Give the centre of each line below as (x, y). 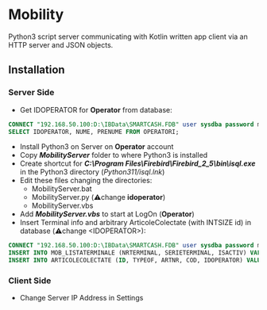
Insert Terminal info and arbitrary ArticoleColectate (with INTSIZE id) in (135, 223)
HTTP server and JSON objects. (61, 44)
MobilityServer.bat (62, 189)
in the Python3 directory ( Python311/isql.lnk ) (92, 172)
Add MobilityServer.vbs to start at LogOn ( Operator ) (107, 214)
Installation (37, 70)
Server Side (31, 93)
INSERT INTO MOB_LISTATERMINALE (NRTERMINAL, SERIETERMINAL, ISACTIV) (128, 253)
